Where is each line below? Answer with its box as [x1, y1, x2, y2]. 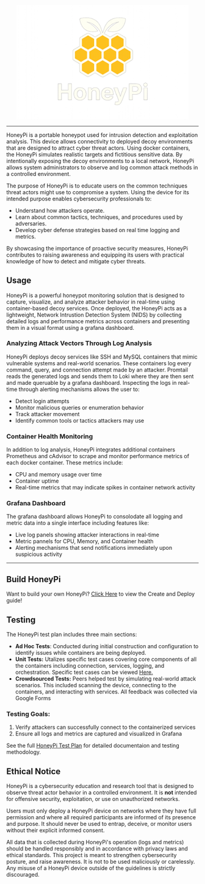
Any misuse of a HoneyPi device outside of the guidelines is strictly [6, 864, 176, 872]
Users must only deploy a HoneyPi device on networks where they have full [6, 807, 196, 814]
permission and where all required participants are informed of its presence [6, 814, 196, 821]
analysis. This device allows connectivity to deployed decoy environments [6, 137, 193, 145]
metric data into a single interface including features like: [6, 519, 149, 527]
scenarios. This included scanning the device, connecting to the [15, 682, 177, 689]
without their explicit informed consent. [6, 827, 105, 834]
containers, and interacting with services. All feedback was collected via [15, 688, 198, 695]
